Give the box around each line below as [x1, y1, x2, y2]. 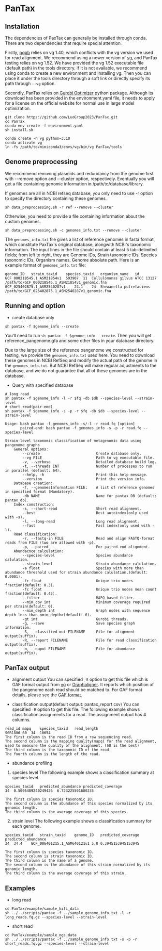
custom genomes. [5, 218, 41, 224]
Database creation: [14, 481, 53, 486]
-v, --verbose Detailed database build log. [22, 459, 157, 464]
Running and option [5, 302, 65, 310]
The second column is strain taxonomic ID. [5, 854, 94, 859]
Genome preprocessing [5, 158, 78, 166]
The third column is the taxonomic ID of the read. [5, 748, 111, 753]
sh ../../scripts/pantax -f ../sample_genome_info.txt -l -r [5, 911, 131, 916]
